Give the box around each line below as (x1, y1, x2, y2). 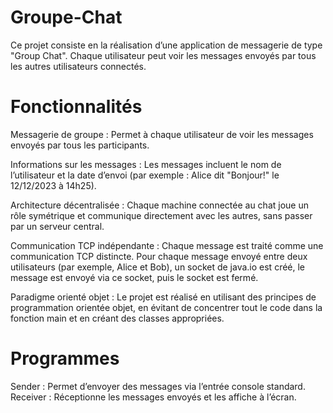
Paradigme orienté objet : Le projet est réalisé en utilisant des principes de (10, 291, 317, 303)
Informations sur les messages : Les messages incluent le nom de (10, 158, 282, 170)
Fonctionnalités (10, 96, 143, 118)
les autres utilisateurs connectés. (10, 60, 147, 72)
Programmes (10, 347, 120, 370)
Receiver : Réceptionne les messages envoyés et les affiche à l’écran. (10, 391, 297, 403)
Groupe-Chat (10, 6, 123, 29)
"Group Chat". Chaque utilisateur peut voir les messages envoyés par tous (10, 49, 317, 61)
